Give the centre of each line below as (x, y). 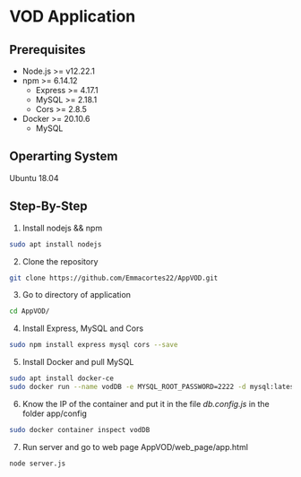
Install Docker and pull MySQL (78, 362)
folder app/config (55, 413)
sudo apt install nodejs (56, 244)
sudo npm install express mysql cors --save (94, 345)
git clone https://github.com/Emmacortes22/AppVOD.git (114, 278)
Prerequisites (47, 50)
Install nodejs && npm (62, 228)
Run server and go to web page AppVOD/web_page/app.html (135, 447)
